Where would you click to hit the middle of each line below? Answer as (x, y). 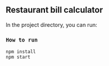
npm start (18, 57)
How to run (22, 40)
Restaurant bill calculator (54, 10)
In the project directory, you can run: (51, 24)
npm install (21, 52)
